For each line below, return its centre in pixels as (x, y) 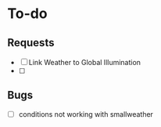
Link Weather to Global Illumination (85, 62)
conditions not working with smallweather (86, 114)
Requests (31, 43)
